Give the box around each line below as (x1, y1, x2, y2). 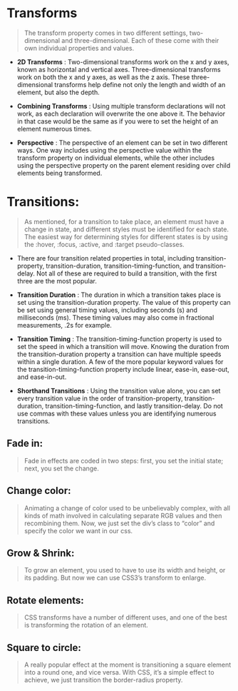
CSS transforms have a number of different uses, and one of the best (24, 613, 227, 622)
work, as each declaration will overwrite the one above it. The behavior (16, 109, 226, 118)
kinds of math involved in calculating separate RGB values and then (24, 511, 222, 520)
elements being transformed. (16, 168, 103, 177)
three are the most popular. (16, 276, 97, 285)
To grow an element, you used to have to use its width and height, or (24, 566, 226, 575)
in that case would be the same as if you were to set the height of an (16, 116, 219, 126)
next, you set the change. (24, 464, 99, 473)
